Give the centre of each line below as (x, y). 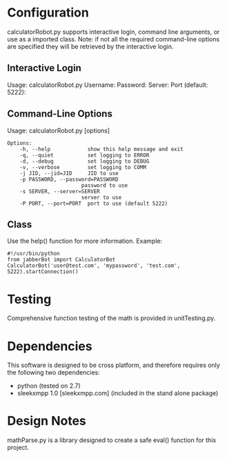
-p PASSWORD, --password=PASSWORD (69, 179)
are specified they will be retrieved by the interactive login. (90, 46)
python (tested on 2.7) (49, 386)
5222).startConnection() (43, 272)
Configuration (48, 13)
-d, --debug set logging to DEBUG (85, 161)
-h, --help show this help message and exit (102, 149)
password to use (105, 185)
